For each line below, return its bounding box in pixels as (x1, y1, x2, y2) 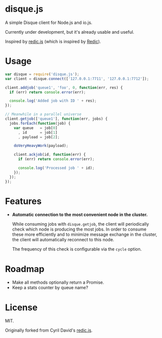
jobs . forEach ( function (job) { (9, 121, 71, 126)
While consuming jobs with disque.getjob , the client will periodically (12, 221, 149, 227)
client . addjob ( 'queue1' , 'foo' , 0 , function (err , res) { (5, 85, 123, 90)
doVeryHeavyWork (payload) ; (14, 143, 69, 148)
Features (5, 195, 42, 207)
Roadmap (5, 263, 45, 275)
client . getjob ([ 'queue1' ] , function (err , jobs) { (5, 116, 108, 121)
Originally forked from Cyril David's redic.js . (5, 327, 93, 333)
